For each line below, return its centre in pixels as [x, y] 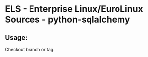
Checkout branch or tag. [30, 49]
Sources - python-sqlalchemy [68, 19]
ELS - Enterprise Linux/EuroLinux [74, 9]
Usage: [16, 38]
